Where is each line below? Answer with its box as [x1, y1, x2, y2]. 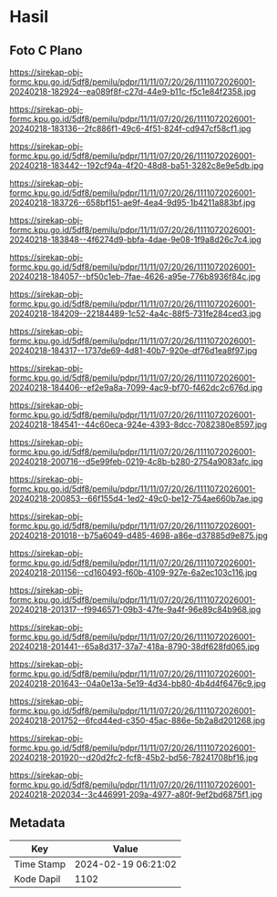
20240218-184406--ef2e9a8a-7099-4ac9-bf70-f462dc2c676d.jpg [9, 382, 262, 392]
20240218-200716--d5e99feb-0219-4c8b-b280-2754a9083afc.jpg [9, 456, 263, 466]
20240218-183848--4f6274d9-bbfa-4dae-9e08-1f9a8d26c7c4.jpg [9, 234, 262, 245]
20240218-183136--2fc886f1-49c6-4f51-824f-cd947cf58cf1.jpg [9, 123, 251, 134]
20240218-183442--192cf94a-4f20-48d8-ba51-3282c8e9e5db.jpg [9, 160, 264, 170]
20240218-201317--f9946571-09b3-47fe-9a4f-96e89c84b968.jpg [9, 604, 262, 615]
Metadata [9, 815, 66, 831]
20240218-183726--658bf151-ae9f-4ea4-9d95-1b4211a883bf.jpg [9, 198, 256, 208]
